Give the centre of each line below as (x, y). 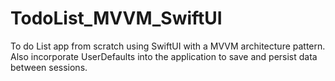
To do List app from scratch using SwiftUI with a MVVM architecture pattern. (168, 46)
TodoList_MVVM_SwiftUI (116, 18)
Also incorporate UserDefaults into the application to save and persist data (164, 56)
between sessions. (49, 67)
